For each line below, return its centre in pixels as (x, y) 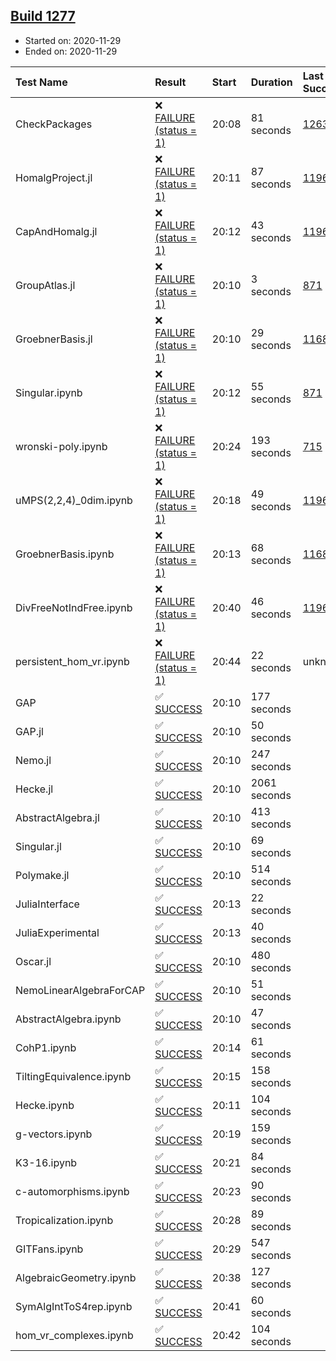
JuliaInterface (47, 904)
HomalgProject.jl (54, 177)
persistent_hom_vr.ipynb (72, 661)
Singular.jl (38, 846)
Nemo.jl (33, 760)
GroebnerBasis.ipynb (65, 554)
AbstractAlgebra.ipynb (68, 1019)
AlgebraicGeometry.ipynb (76, 1277)
